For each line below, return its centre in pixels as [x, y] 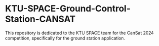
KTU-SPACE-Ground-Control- [68, 9]
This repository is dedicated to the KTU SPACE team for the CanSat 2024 [79, 33]
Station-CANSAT [40, 19]
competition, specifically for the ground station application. [65, 38]
